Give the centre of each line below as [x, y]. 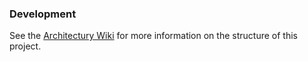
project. [25, 46]
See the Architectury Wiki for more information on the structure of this [153, 36]
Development [43, 14]
